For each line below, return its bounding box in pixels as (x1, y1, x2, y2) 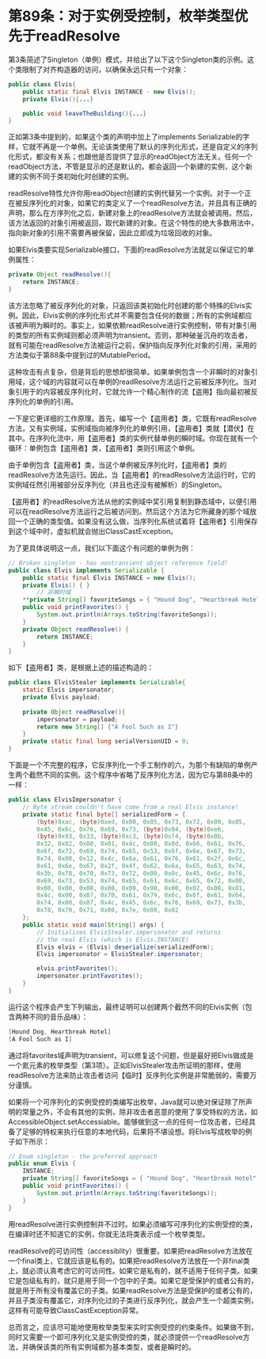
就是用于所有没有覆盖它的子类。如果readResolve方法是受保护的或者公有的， (8, 1285, 257, 1295)
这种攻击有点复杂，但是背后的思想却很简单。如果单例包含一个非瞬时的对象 (8, 367, 251, 376)
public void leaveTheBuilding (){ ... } (22, 109, 147, 117)
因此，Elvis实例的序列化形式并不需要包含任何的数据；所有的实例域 (21, 310, 239, 320)
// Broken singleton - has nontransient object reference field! (8, 559, 228, 567)
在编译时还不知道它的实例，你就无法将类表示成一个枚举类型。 (8, 1229, 210, 1239)
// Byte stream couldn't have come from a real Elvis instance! (22, 803, 239, 811)
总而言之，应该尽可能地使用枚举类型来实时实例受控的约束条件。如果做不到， (8, 1322, 258, 1331)
